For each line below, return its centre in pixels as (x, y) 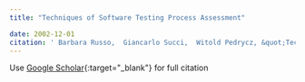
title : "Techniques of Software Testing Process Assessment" (128, 18)
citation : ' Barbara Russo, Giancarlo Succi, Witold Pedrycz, (133, 42)
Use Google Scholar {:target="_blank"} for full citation (109, 68)
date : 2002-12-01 (42, 34)
